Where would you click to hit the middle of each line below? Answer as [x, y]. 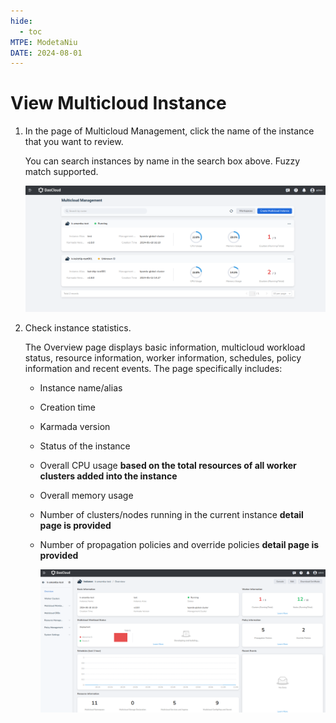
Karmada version [75, 427]
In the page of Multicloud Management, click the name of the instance [169, 131]
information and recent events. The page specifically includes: [153, 369]
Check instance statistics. [78, 328]
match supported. [61, 172]
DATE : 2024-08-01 [46, 53]
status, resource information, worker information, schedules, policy [163, 358]
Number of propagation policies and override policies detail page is [179, 545]
